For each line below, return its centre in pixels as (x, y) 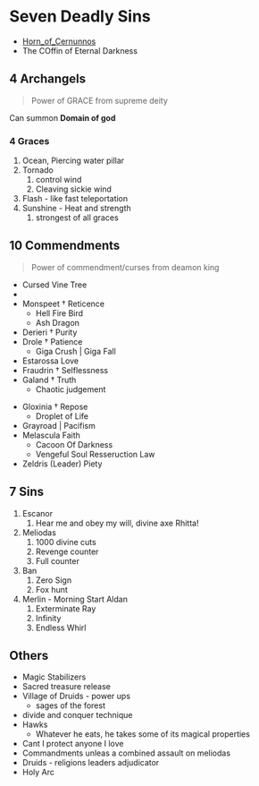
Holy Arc (38, 773)
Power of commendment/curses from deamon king (125, 267)
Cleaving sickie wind (73, 189)
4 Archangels (48, 79)
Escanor (38, 513)
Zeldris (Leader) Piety (62, 464)
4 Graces (29, 141)
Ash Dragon (58, 322)
